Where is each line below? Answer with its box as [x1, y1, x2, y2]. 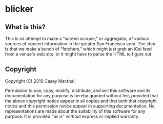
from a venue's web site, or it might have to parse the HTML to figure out [5, 51, 152, 57]
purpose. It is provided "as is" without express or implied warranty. [5, 113, 140, 119]
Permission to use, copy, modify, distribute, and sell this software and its [5, 88, 151, 93]
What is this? [5, 23, 46, 31]
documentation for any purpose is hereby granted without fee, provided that [5, 92, 158, 98]
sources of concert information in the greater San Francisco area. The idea [5, 41, 156, 47]
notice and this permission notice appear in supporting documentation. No [5, 103, 155, 109]
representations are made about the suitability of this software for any [5, 108, 145, 114]
